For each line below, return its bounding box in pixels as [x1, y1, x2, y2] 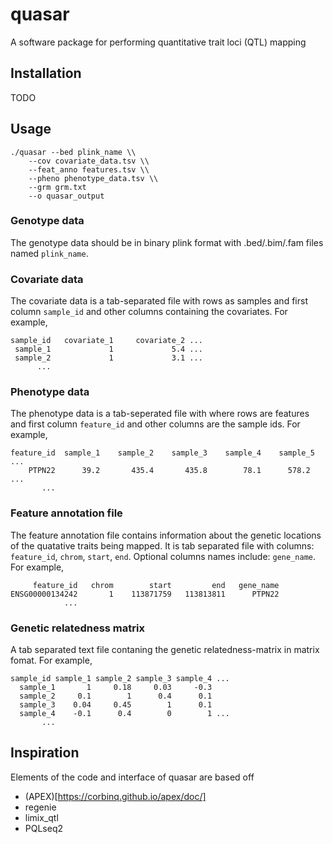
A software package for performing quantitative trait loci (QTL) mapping [10, 36, 307, 48]
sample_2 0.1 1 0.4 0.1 [19, 691, 213, 702]
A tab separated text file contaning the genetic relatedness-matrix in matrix [10, 644, 320, 656]
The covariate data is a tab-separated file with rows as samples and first [10, 295, 308, 307]
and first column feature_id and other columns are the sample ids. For [10, 418, 301, 430]
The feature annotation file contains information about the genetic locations [10, 529, 322, 541]
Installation [10, 65, 82, 82]
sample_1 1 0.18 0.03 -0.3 [19, 683, 213, 693]
